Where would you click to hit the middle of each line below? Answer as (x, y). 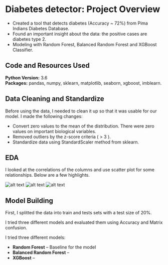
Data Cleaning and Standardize (55, 99)
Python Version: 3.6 (26, 78)
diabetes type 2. (29, 39)
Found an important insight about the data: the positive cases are (80, 34)
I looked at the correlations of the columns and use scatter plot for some (80, 170)
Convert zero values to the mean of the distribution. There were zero (83, 126)
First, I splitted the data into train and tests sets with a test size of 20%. (78, 213)
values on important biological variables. (54, 131)
